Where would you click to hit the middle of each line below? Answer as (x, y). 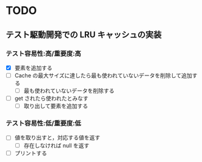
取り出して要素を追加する (56, 106)
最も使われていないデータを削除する (69, 91)
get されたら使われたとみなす (52, 99)
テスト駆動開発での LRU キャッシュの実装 (84, 34)
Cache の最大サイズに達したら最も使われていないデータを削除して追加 (103, 75)
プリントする (31, 153)
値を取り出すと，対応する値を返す (57, 138)
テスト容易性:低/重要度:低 (44, 124)
